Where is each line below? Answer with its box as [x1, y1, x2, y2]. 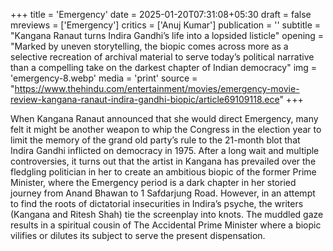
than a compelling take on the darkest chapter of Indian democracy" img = [10, 62, 318, 73]
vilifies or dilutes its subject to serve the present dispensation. [10, 230, 266, 241]
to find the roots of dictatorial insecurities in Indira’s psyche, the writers [10, 198, 304, 209]
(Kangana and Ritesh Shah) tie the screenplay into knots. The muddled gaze [10, 209, 324, 220]
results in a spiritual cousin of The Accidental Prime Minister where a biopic [10, 219, 322, 231]
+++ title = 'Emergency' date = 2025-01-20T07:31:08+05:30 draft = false [10, 9, 312, 20]
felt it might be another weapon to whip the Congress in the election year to [10, 124, 322, 135]
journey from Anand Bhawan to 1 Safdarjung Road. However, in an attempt [10, 187, 316, 199]
